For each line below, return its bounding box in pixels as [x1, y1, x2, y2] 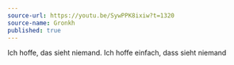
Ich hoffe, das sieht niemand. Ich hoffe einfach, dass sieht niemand [7, 48, 227, 58]
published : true [7, 26, 61, 34]
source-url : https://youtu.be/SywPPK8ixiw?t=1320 [7, 11, 175, 20]
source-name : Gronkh [7, 19, 76, 27]
